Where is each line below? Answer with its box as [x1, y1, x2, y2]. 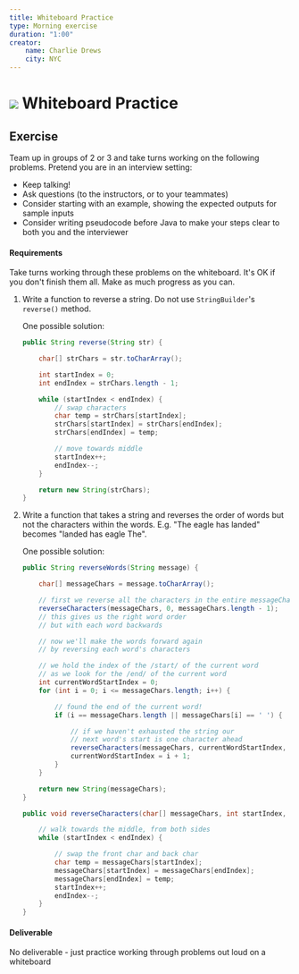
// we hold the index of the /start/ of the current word [38, 661, 259, 671]
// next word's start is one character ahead [70, 735, 243, 744]
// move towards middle [54, 445, 143, 453]
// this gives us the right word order [38, 612, 187, 622]
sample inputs [21, 208, 74, 218]
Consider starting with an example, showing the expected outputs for [21, 199, 278, 208]
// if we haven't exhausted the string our [70, 726, 235, 736]
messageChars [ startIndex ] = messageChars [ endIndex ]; [54, 866, 255, 875]
